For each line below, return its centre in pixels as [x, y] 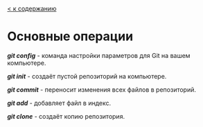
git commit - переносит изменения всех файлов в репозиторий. [101, 89]
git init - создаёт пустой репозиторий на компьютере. [87, 76]
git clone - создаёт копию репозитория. [66, 116]
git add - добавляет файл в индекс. [59, 103]
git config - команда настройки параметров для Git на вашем [99, 55]
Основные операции [70, 37]
